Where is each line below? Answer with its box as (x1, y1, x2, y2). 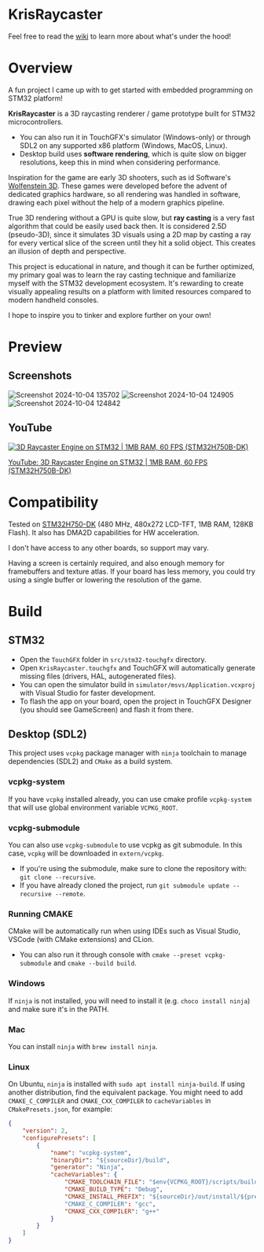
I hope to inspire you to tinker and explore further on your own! (8, 310, 211, 319)
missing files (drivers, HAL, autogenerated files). (19, 671, 177, 681)
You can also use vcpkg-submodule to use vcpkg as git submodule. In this (8, 840, 243, 850)
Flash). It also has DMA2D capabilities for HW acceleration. (8, 527, 200, 537)
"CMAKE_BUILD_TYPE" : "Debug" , (64, 1186, 163, 1194)
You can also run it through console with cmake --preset (19, 950, 202, 959)
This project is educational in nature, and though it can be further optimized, (8, 261, 255, 271)
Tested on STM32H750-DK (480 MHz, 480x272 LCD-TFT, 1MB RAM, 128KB (8, 519, 254, 529)
